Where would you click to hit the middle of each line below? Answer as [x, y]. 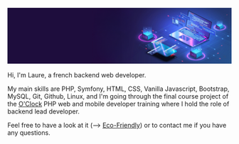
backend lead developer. [44, 111]
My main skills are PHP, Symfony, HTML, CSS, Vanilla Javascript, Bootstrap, [118, 89]
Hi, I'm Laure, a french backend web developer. [77, 75]
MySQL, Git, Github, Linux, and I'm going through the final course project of [118, 96]
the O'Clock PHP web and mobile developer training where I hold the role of [118, 104]
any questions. [29, 133]
